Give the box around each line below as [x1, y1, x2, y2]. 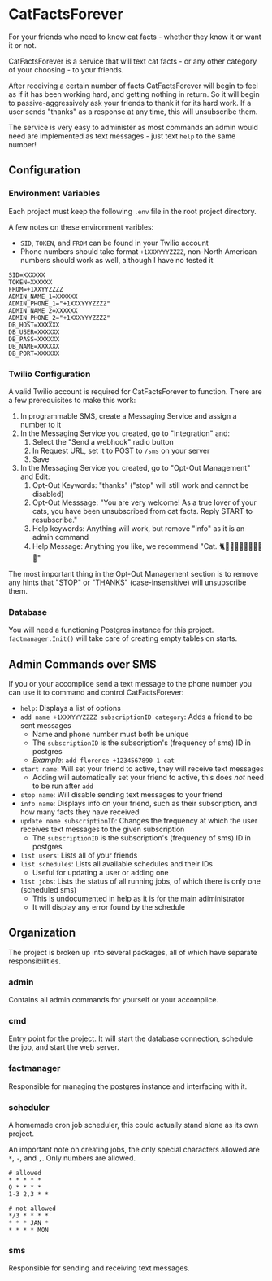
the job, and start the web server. [8, 1042, 119, 1052]
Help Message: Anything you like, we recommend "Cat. [32, 541, 218, 551]
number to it [19, 419, 62, 429]
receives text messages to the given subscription [19, 824, 185, 835]
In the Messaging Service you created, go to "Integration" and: [19, 428, 230, 438]
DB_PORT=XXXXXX [8, 349, 60, 358]
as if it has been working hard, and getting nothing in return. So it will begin [8, 89, 260, 99]
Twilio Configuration [8, 368, 91, 379]
